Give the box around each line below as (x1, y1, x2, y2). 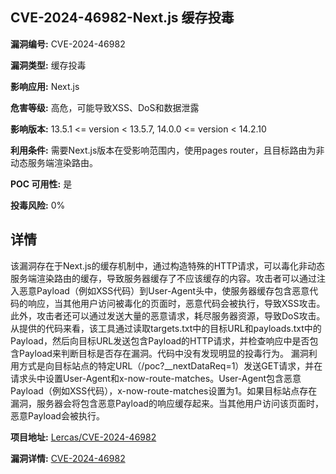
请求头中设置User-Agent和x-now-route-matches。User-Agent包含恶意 (10, 372, 302, 384)
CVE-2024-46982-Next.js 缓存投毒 (10, 9, 235, 27)
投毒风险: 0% (10, 199, 66, 211)
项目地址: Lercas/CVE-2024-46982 (10, 431, 157, 443)
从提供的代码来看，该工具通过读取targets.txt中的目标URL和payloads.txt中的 (10, 322, 322, 334)
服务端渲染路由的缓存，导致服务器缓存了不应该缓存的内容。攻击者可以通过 (10, 272, 317, 284)
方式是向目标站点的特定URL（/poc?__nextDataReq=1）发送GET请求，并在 (18, 359, 323, 372)
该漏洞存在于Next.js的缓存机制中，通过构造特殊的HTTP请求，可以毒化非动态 (10, 259, 326, 272)
